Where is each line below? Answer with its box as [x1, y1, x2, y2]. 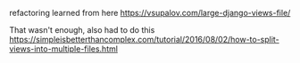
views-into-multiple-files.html [9, 43, 119, 54]
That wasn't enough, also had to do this [9, 25, 155, 35]
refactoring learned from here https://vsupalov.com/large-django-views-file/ [9, 8, 291, 18]
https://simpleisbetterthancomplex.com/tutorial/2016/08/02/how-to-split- [9, 35, 279, 44]
